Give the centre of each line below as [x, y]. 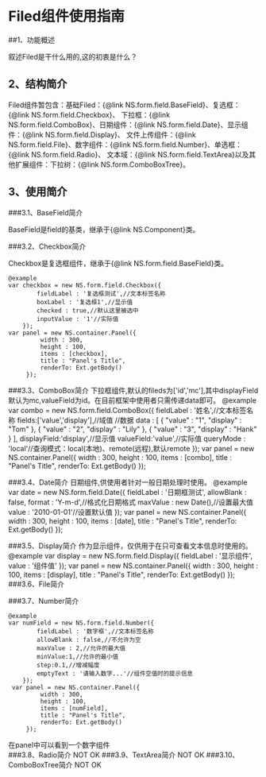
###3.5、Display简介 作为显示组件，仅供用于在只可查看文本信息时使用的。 [130, 546]
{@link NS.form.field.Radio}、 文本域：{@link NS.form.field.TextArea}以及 [129, 154]
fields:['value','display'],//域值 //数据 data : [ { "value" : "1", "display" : [129, 420]
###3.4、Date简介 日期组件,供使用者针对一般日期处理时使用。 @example [128, 482]
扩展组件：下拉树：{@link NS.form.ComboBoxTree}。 [102, 164]
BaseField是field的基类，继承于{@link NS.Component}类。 [104, 229]
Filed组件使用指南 [66, 16]
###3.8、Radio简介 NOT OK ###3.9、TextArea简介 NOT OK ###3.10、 [124, 755]
